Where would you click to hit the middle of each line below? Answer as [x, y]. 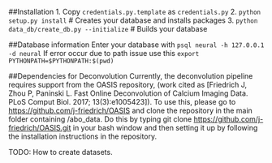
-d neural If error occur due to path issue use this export [104, 53]
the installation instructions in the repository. [82, 136]
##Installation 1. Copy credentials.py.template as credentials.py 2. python [135, 12]
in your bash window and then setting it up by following [165, 128]
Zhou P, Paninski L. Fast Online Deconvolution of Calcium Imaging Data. [128, 93]
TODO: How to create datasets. [60, 152]
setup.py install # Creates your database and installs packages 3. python [133, 20]
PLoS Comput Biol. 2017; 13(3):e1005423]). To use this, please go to [122, 102]
